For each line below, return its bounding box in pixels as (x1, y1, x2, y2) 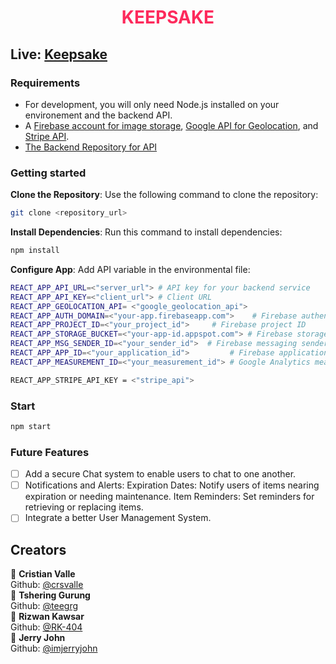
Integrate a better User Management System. (24, 512, 212, 524)
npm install (10, 246, 60, 256)
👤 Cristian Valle (10, 568, 76, 580)
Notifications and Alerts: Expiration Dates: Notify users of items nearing (24, 479, 320, 491)
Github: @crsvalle (10, 579, 84, 591)
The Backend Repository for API (24, 141, 158, 153)
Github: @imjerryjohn (10, 642, 98, 655)
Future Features (10, 445, 90, 459)
